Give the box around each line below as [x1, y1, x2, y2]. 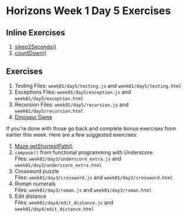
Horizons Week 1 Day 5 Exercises [6, 4, 171, 18]
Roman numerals [14, 180, 56, 187]
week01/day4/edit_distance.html [14, 206, 94, 212]
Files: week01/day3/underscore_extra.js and [14, 155, 122, 162]
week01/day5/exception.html [14, 95, 84, 101]
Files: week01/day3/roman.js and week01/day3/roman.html [14, 186, 152, 193]
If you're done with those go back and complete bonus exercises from [6, 125, 176, 132]
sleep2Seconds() [14, 43, 56, 50]
